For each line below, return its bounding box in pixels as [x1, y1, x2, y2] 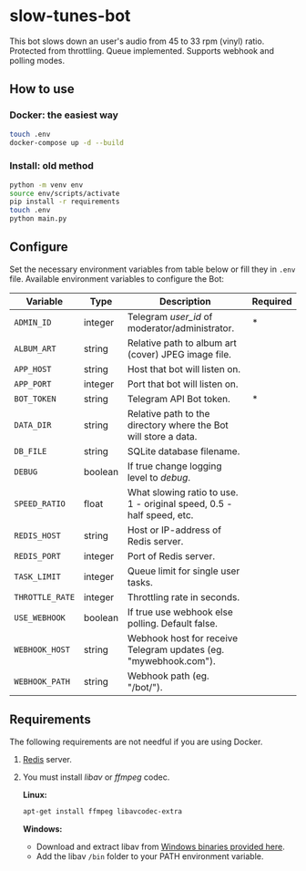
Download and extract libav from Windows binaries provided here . [36, 841, 285, 852]
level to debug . [127, 471, 191, 483]
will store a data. [127, 430, 198, 442]
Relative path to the [127, 407, 210, 420]
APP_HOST [14, 364, 52, 374]
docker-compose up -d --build [9, 138, 125, 147]
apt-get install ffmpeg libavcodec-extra [22, 806, 183, 816]
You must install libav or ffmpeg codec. [22, 772, 170, 783]
